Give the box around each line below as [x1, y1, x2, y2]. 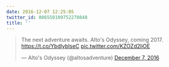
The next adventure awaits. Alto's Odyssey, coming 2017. [21, 36, 164, 44]
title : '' [6, 20, 31, 26]
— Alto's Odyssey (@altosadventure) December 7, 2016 [21, 54, 160, 62]
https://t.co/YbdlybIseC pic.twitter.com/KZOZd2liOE [21, 42, 150, 50]
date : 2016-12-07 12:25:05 [6, 8, 74, 15]
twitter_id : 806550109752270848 [6, 14, 88, 20]
